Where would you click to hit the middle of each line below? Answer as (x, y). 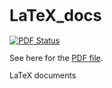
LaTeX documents (43, 75)
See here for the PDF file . (56, 57)
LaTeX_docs (56, 16)
